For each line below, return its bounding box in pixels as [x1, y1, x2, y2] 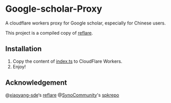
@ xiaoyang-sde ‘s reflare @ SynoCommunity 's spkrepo [5, 92, 119, 98]
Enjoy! [12, 63, 26, 69]
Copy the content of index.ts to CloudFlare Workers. [12, 58, 123, 64]
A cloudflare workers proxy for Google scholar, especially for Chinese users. [5, 20, 166, 26]
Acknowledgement [5, 79, 67, 87]
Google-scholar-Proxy [5, 3, 103, 15]
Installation [5, 44, 42, 54]
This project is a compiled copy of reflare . [5, 30, 93, 36]
